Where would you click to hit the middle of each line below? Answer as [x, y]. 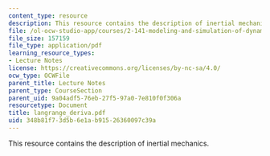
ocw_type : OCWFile [39, 76]
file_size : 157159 [39, 38]
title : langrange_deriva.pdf [57, 113]
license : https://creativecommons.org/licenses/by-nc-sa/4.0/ [115, 68]
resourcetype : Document [48, 105]
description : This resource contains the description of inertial [122, 23]
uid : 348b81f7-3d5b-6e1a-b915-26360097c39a [82, 121]
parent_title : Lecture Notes [57, 83]
